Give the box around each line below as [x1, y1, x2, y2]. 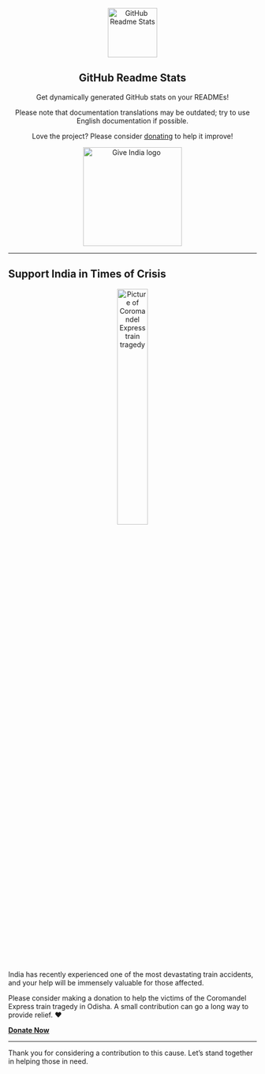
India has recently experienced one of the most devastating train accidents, [8, 969, 254, 979]
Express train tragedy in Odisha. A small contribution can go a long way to [8, 1001, 249, 1011]
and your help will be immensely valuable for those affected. [8, 978, 204, 987]
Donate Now [8, 1025, 50, 1034]
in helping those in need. [8, 1056, 88, 1066]
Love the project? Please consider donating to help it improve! [32, 131, 233, 141]
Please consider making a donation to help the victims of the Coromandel [8, 993, 247, 1003]
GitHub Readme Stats [78, 71, 187, 85]
